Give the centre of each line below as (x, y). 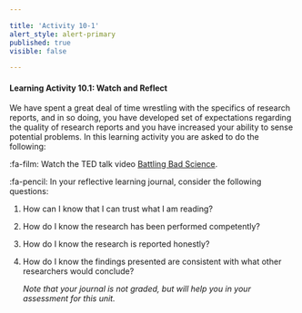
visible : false (38, 51)
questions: (29, 191)
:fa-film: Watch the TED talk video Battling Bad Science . (114, 164)
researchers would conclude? (78, 271)
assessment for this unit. (69, 298)
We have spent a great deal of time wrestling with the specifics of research (150, 108)
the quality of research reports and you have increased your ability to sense (151, 127)
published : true (40, 43)
